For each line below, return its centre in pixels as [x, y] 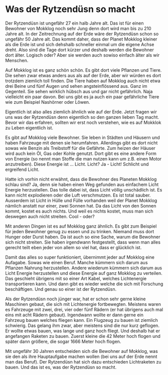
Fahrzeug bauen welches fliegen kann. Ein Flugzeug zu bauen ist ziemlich [81, 320]
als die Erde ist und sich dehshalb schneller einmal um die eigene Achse [80, 44]
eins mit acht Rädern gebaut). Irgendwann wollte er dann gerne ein [74, 315]
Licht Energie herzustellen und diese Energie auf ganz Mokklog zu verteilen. [84, 273]
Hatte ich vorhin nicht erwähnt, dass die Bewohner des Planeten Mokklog [81, 179]
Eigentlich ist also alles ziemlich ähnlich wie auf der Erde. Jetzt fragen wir [81, 112]
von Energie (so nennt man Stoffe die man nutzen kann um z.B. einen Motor [83, 158]
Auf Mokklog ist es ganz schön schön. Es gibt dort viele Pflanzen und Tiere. [83, 70]
